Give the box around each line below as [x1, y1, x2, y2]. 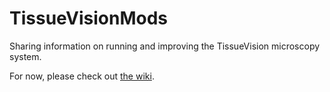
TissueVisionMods [9, 7, 168, 30]
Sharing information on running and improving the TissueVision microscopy [9, 40, 321, 52]
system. [9, 50, 42, 62]
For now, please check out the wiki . [9, 70, 155, 82]
